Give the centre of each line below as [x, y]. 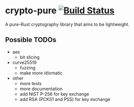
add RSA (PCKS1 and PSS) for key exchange [65, 99]
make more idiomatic [41, 73]
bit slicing [30, 57]
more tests [31, 83]
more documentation [41, 89]
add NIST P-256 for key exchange [54, 94]
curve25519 [24, 62]
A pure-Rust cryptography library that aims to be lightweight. [67, 24]
